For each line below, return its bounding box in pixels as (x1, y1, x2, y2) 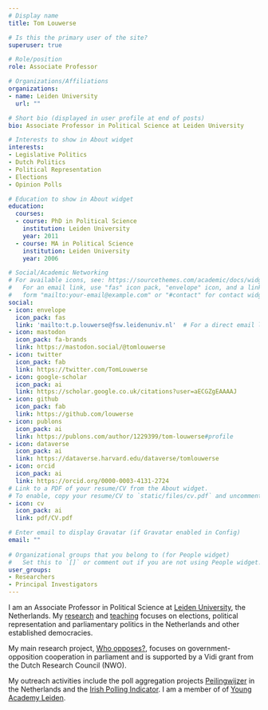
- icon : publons (8, 417, 62, 425)
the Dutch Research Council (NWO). (8, 660, 127, 670)
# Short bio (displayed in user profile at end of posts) (8, 114, 205, 122)
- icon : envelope (8, 305, 66, 314)
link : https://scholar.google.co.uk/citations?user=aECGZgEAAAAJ (15, 388, 238, 396)
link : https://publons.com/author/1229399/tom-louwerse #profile (15, 433, 234, 441)
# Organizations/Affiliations (8, 78, 109, 86)
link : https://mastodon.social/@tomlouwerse (15, 343, 166, 352)
